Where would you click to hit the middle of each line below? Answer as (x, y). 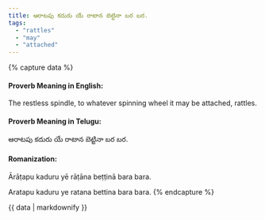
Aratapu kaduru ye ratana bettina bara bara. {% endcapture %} (111, 192)
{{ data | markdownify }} (48, 207)
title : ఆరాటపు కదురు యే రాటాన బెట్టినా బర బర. (78, 15)
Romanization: (33, 159)
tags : (17, 23)
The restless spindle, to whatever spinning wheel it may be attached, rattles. (133, 103)
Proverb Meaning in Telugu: (55, 121)
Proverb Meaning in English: (56, 85)
